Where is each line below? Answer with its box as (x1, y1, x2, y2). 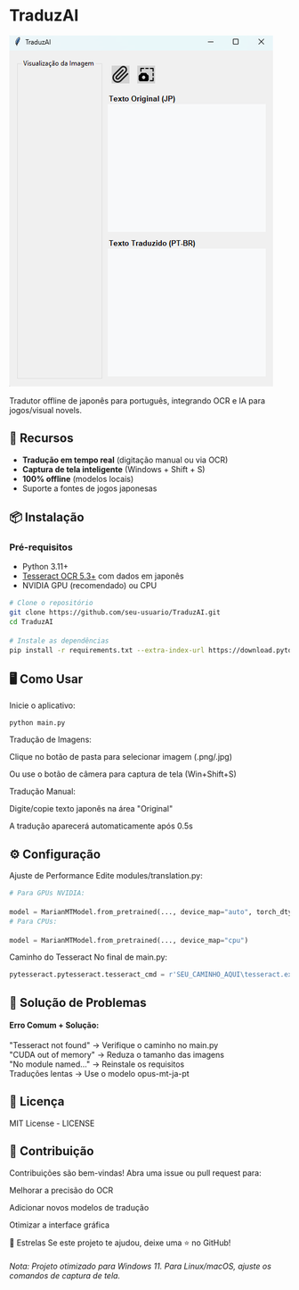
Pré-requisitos (9, 541, 73, 553)
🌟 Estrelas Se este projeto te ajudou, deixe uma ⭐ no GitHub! (9, 1237, 231, 1248)
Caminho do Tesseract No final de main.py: (9, 952, 167, 962)
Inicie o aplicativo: (9, 700, 76, 711)
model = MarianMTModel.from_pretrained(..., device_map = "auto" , (9, 907, 253, 916)
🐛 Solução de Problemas (9, 995, 147, 1010)
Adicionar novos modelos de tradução (9, 1202, 149, 1212)
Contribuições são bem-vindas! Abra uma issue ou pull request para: (9, 1167, 262, 1178)
